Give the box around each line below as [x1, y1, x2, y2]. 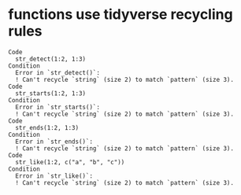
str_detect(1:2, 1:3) [15, 55, 87, 63]
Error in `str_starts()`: [15, 103, 101, 111]
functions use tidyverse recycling [8, 6, 234, 24]
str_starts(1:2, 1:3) [15, 89, 87, 97]
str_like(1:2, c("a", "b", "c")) [15, 158, 125, 166]
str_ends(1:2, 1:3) [15, 123, 80, 131]
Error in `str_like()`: [15, 171, 93, 180]
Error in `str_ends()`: [15, 138, 93, 145]
